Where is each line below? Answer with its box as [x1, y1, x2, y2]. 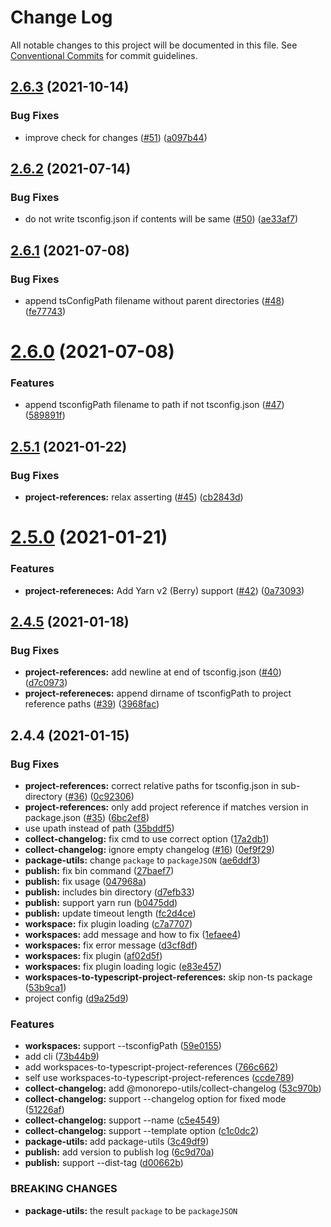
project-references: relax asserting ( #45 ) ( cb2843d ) [24, 491, 244, 503]
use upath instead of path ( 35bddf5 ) [24, 822, 175, 835]
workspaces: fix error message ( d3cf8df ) [24, 939, 198, 951]
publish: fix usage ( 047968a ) [24, 876, 147, 888]
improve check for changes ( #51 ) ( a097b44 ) [24, 131, 208, 143]
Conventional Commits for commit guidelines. [10, 49, 198, 61]
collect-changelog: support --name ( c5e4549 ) [24, 1114, 221, 1126]
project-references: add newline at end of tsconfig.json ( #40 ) [24, 666, 282, 678]
